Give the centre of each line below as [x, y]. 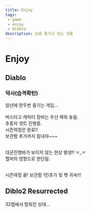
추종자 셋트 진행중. [24, 123]
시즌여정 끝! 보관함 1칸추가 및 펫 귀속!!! [43, 175]
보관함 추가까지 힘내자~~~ [32, 136]
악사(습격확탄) [22, 93]
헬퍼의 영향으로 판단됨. [28, 158]
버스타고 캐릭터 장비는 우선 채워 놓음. [42, 117]
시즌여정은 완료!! [22, 129]
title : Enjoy [19, 10]
